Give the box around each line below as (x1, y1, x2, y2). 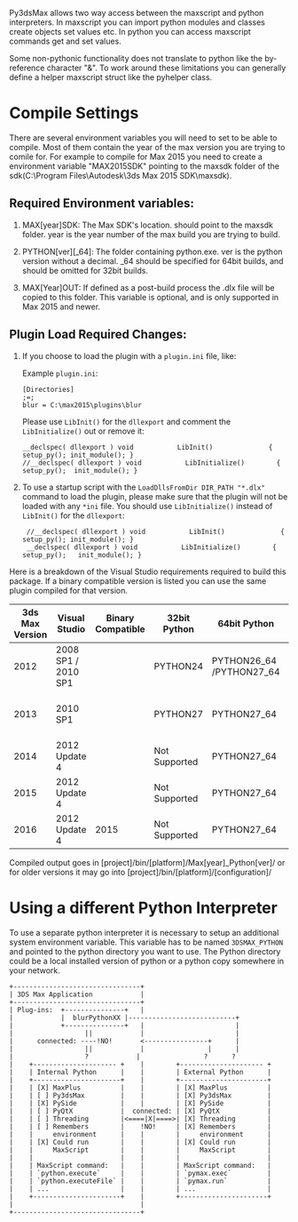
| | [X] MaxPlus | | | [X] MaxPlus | (9, 1083, 272, 1092)
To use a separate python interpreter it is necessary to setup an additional (9, 927, 279, 938)
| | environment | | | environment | (9, 1130, 272, 1138)
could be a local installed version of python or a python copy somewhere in (9, 955, 285, 966)
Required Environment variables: (9, 196, 195, 212)
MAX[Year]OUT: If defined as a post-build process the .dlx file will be (21, 282, 275, 292)
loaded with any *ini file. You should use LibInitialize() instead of (21, 500, 273, 511)
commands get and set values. (9, 36, 122, 46)
